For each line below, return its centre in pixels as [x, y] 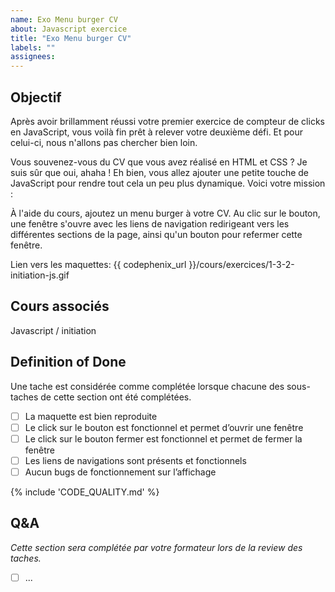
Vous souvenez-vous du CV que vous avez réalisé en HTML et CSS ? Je [159, 162]
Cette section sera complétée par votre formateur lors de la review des [156, 547]
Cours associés [60, 306]
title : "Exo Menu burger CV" [71, 38]
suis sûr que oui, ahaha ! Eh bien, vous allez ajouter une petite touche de [160, 172]
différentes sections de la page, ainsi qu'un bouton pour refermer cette [156, 234]
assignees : [33, 57]
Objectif [36, 97]
